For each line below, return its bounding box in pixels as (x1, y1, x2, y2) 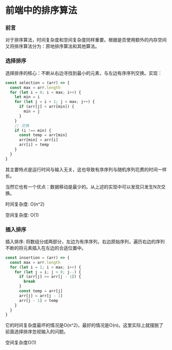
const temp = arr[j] (18, 289, 63, 294)
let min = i (14, 94, 40, 100)
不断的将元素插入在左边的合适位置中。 (5, 244, 86, 251)
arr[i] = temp (18, 142, 50, 148)
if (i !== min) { (14, 128, 52, 133)
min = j (24, 109, 40, 114)
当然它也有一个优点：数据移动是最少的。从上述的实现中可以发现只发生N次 (5, 183, 161, 190)
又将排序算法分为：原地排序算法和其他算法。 (5, 43, 100, 49)
